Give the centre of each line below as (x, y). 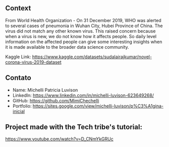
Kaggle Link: (18, 57)
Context (18, 8)
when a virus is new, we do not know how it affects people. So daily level (81, 36)
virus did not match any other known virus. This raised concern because (80, 31)
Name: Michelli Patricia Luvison (45, 90)
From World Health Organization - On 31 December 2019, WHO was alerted (83, 20)
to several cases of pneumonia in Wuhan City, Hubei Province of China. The (84, 26)
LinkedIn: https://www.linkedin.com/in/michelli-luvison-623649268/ (83, 95)
